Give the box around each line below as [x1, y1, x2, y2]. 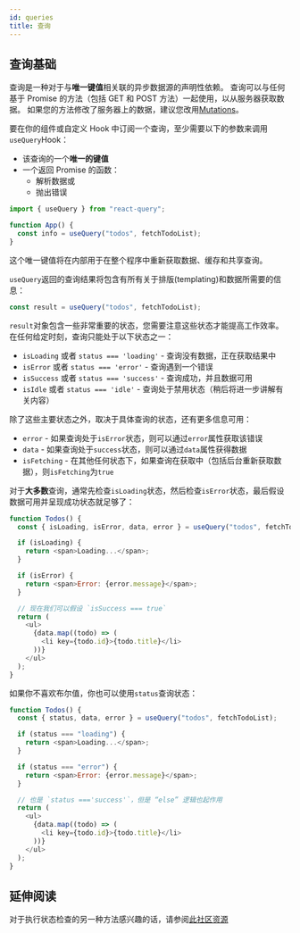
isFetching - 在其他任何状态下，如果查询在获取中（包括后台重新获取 [21, 454, 274, 465]
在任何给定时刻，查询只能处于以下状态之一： [9, 331, 174, 342]
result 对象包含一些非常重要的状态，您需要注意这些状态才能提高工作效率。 [9, 320, 284, 330]
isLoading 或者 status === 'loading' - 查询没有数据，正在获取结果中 [21, 350, 277, 361]
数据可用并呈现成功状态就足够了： [9, 496, 135, 507]
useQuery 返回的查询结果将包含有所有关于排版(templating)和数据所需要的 [9, 273, 274, 284]
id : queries [9, 12, 54, 22]
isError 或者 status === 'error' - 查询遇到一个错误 [21, 361, 213, 371]
